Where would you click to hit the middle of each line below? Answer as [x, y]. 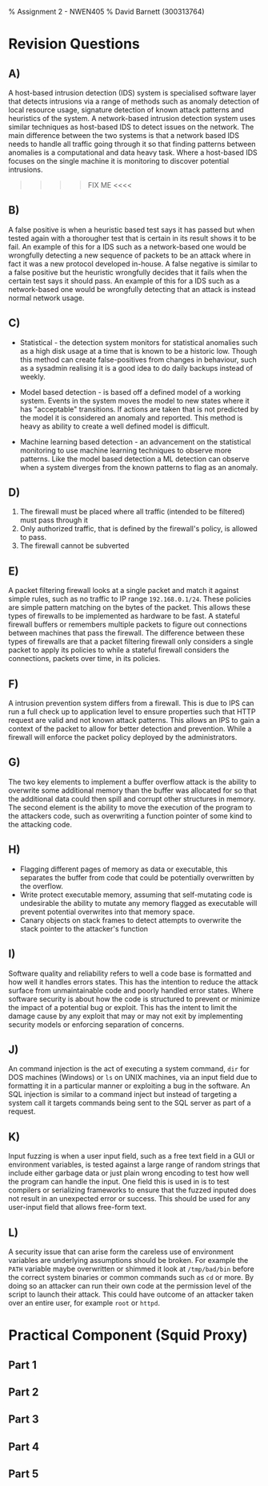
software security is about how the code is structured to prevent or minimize [134, 999]
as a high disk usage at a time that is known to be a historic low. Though [138, 351]
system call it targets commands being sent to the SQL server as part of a [130, 1103]
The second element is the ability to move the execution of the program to [130, 807]
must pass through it [54, 520]
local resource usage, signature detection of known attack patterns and [126, 110]
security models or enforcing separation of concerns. [96, 1024]
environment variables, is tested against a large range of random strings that [134, 1165]
